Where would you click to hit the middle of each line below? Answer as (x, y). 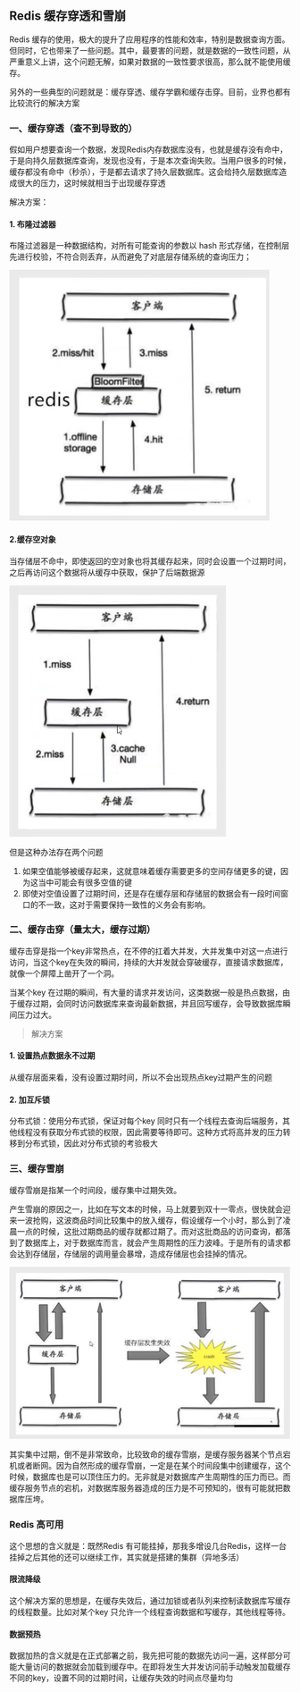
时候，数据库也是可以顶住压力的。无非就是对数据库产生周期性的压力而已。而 (150, 1477)
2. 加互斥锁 (30, 1099)
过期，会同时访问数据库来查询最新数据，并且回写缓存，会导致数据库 (158, 1003)
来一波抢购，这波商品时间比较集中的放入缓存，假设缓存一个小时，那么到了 (146, 1220)
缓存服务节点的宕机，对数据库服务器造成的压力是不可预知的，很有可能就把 (146, 1488)
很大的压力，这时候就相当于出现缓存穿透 (91, 183)
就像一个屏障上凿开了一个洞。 (64, 973)
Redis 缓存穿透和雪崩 (68, 16)
